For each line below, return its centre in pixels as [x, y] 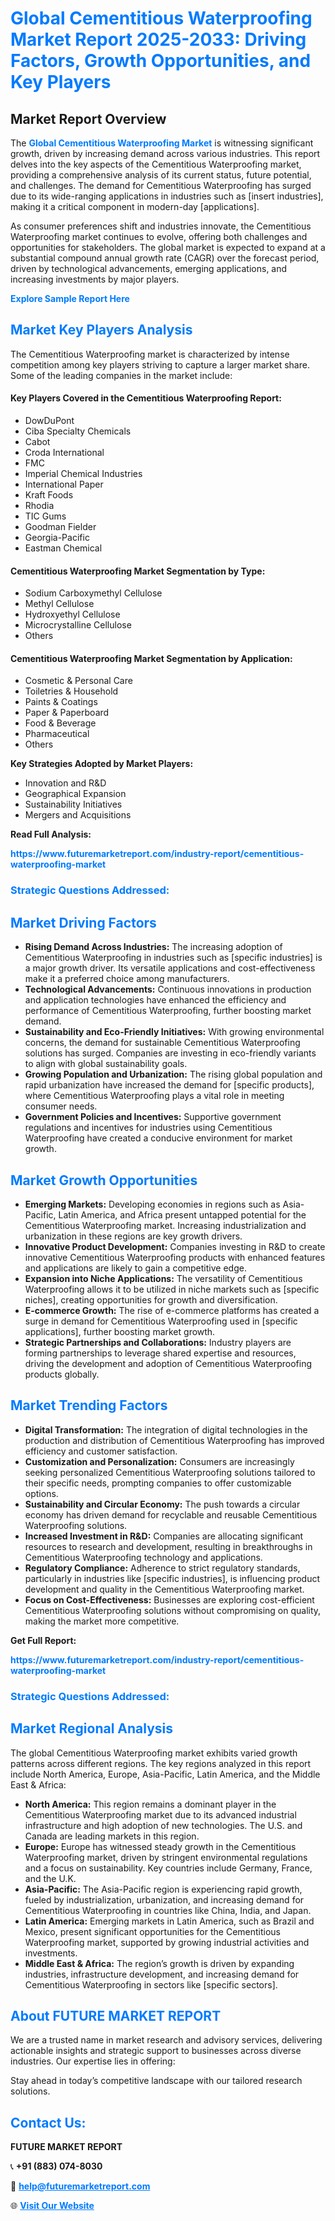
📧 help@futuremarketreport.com [80, 2186]
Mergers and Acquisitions [78, 815]
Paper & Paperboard [67, 713]
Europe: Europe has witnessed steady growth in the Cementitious [160, 1846]
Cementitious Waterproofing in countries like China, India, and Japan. [168, 1910]
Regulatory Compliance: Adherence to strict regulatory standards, [162, 1568]
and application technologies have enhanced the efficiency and [155, 1000]
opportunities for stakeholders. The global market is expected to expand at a [168, 247]
